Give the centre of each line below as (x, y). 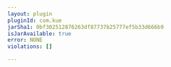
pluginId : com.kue (35, 20)
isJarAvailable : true (40, 33)
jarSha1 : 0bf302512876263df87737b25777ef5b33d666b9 (85, 27)
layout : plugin (30, 14)
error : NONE (25, 40)
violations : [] (30, 47)
